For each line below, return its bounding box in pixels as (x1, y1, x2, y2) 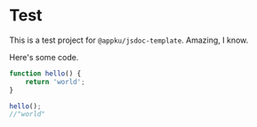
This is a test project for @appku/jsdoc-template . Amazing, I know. (9, 35, 249, 45)
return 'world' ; (25, 77, 86, 86)
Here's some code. (9, 52, 79, 62)
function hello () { (9, 68, 82, 78)
